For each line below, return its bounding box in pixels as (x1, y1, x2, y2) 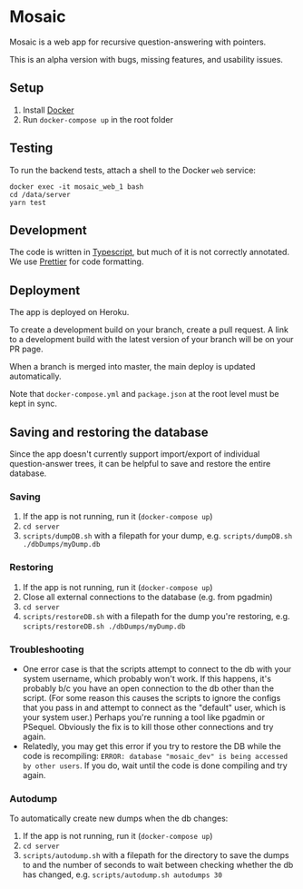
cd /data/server (9, 190, 71, 199)
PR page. (9, 343, 44, 355)
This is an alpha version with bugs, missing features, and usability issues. (9, 54, 284, 64)
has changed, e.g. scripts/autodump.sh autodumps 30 (22, 869, 222, 880)
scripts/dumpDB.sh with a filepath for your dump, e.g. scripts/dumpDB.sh (22, 530, 293, 541)
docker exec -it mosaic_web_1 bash (9, 182, 144, 192)
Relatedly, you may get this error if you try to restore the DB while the (22, 740, 281, 751)
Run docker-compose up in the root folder (22, 114, 174, 124)
